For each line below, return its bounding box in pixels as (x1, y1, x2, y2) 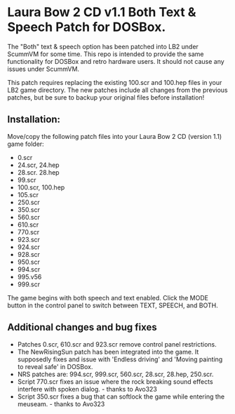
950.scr (17, 258, 40, 266)
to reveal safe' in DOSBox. (17, 362, 93, 370)
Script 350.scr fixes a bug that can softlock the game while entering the (17, 392, 225, 401)
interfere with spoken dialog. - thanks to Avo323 (17, 385, 158, 393)
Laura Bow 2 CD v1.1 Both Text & (7, 4, 196, 20)
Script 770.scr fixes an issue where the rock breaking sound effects (17, 377, 213, 386)
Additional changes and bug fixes (7, 321, 158, 333)
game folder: (7, 140, 44, 148)
